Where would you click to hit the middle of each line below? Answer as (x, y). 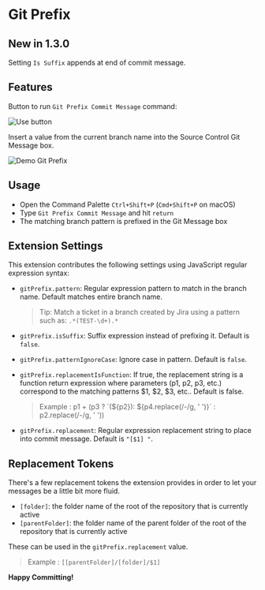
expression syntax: (39, 273)
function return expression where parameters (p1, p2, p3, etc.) (121, 383)
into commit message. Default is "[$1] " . (86, 439)
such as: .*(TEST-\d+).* (78, 320)
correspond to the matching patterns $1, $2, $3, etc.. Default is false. (132, 391)
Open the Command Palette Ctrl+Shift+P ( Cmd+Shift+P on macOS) (127, 204)
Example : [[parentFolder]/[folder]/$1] (94, 562)
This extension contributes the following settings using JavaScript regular (128, 265)
